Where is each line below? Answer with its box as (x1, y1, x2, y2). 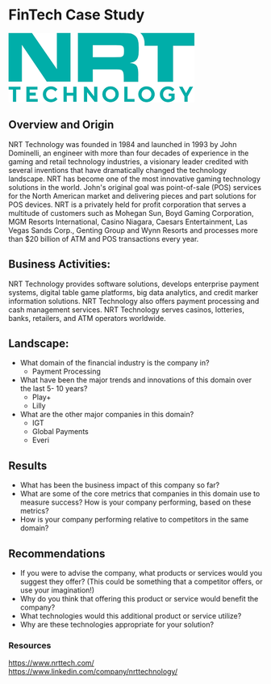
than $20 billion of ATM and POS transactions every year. (8, 234, 199, 243)
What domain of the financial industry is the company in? (19, 358, 210, 368)
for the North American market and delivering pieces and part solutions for (8, 191, 256, 201)
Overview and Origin (8, 118, 115, 132)
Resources (8, 640, 52, 651)
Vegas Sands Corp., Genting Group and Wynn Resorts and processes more (8, 225, 258, 235)
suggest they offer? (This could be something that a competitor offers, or (19, 576, 263, 586)
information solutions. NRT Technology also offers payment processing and (8, 296, 260, 306)
